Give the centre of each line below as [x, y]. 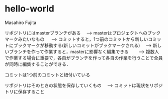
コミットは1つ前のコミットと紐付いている [48, 74]
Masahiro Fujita [21, 22]
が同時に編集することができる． [38, 64]
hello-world [30, 9]
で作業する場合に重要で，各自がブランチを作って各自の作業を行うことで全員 [84, 57]
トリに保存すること [25, 91]
